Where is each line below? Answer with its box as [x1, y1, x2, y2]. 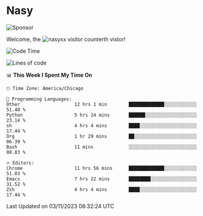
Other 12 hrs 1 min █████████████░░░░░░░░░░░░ [6, 101, 198, 107]
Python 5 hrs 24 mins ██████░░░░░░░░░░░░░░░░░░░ [6, 112, 198, 118]
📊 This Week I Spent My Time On [6, 71, 92, 78]
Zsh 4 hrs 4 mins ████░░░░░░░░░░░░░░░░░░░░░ [6, 186, 198, 192]
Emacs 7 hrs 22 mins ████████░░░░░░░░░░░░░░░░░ [6, 176, 198, 182]
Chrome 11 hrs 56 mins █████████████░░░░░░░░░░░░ [6, 165, 198, 171]
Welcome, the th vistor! [6, 35, 126, 43]
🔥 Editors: [6, 159, 35, 166]
